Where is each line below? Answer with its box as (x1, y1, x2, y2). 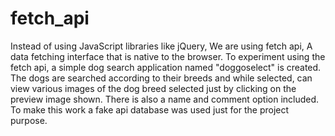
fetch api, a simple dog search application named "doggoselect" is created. (10, 61, 322, 73)
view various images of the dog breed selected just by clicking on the (10, 82, 297, 94)
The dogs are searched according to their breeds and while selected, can (10, 72, 313, 84)
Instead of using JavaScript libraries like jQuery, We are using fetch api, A (10, 40, 313, 52)
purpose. (10, 114, 48, 126)
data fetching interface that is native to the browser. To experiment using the (10, 50, 326, 62)
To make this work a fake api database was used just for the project (10, 103, 290, 116)
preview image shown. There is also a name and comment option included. (10, 93, 320, 105)
